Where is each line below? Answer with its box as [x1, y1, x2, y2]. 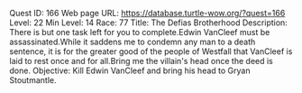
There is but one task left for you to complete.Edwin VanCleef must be [9, 27, 270, 37]
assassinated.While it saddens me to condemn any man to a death [9, 36, 256, 47]
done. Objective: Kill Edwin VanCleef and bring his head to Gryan [9, 65, 251, 76]
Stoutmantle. [9, 75, 57, 85]
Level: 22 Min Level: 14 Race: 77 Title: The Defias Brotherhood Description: [9, 17, 288, 28]
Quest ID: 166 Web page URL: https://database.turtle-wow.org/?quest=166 [9, 8, 286, 18]
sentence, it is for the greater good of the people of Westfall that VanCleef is [9, 46, 293, 57]
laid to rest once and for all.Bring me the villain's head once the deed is [9, 56, 273, 66]
